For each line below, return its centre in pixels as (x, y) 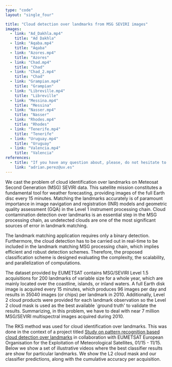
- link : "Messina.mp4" (34, 101)
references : (18, 158)
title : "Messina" (33, 105)
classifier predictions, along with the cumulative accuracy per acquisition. (83, 359)
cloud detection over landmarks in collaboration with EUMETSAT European (84, 337)
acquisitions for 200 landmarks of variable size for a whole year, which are (84, 278)
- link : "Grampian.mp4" (35, 82)
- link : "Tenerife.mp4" (35, 129)
